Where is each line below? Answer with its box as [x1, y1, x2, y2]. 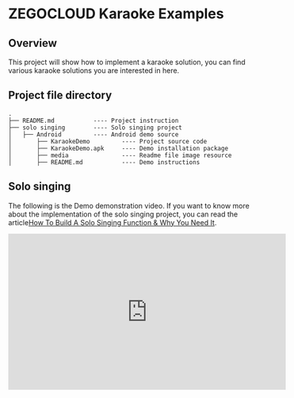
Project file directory [8, 89, 113, 102]
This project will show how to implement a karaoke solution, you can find [8, 57, 246, 67]
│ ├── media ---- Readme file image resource [8, 151, 232, 159]
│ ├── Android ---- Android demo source [8, 130, 179, 139]
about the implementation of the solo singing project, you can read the [8, 209, 239, 219]
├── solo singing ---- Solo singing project [8, 124, 182, 132]
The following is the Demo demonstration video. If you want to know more [8, 201, 250, 210]
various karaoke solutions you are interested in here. [8, 66, 180, 75]
